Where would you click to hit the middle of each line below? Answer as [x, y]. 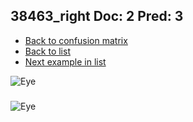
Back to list [47, 51]
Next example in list [65, 61]
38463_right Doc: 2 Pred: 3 [97, 16]
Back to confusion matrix [76, 40]
